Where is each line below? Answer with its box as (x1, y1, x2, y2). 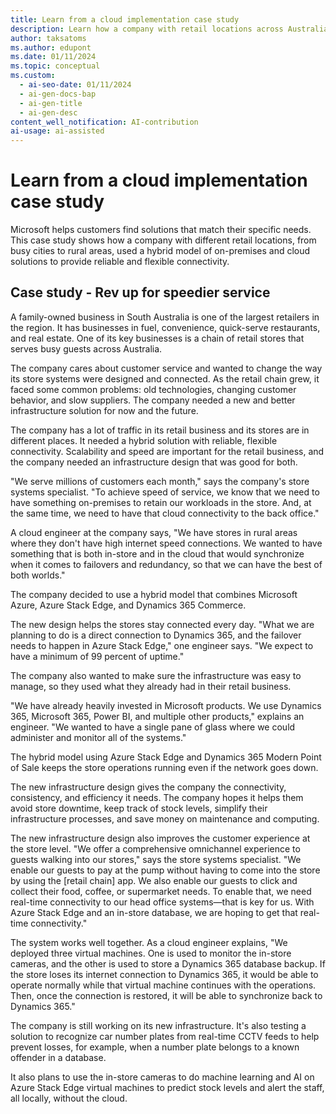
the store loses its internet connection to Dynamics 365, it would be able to (10, 968, 319, 980)
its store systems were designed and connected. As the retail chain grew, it (10, 372, 320, 385)
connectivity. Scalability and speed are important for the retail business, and (10, 445, 325, 457)
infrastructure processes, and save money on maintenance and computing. (10, 812, 320, 825)
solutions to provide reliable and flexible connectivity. (10, 256, 230, 268)
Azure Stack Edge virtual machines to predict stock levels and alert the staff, (10, 1081, 325, 1093)
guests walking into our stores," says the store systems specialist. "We (10, 853, 302, 865)
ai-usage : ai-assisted (10, 126, 105, 136)
